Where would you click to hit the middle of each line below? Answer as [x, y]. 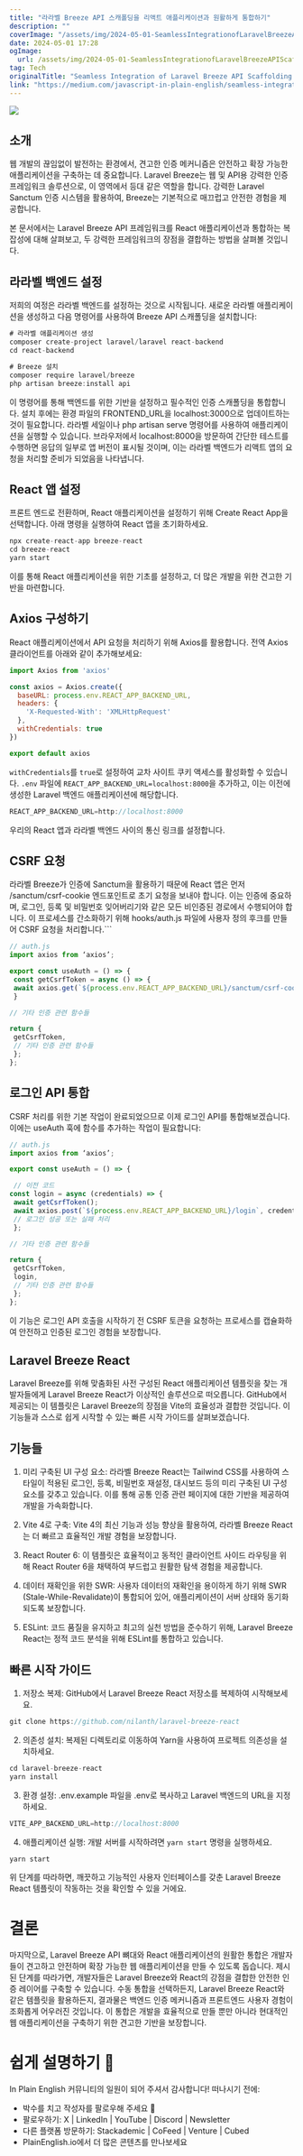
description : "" [40, 26]
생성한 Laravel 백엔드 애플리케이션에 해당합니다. [94, 794]
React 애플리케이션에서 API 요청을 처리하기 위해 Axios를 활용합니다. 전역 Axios [149, 642]
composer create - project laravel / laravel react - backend [116, 342]
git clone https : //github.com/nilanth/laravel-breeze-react [125, 1722]
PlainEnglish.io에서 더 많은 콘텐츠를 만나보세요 [105, 2142]
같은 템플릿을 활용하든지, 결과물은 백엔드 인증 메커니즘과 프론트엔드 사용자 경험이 [151, 2000]
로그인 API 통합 [50, 1093]
